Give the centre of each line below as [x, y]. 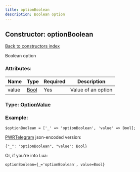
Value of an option [91, 89]
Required [55, 81]
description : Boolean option [35, 14]
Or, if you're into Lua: [26, 155]
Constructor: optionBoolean [49, 34]
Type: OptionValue [28, 104]
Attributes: [19, 69]
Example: [17, 118]
